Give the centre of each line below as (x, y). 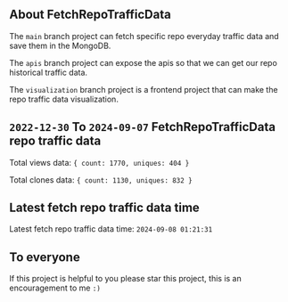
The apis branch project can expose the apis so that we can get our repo (144, 62)
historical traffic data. (48, 72)
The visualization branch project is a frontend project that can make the (144, 89)
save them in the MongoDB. (60, 45)
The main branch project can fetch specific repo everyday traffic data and (144, 36)
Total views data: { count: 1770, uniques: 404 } (99, 162)
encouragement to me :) (55, 288)
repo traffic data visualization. (64, 99)
